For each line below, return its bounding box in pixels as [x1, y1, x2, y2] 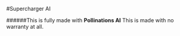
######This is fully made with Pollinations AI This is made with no [6, 17, 174, 23]
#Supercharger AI [6, 5, 51, 12]
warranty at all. [6, 23, 44, 30]
